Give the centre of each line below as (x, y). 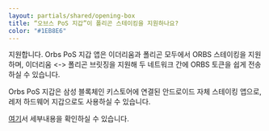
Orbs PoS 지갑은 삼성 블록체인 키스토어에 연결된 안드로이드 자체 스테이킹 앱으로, (135, 92)
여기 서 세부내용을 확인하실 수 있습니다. (69, 119)
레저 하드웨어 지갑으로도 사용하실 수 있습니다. (80, 102)
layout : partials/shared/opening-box (72, 16)
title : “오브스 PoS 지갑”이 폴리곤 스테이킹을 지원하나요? (94, 23)
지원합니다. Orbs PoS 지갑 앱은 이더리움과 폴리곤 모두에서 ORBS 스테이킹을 (127, 55)
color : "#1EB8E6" (38, 31)
